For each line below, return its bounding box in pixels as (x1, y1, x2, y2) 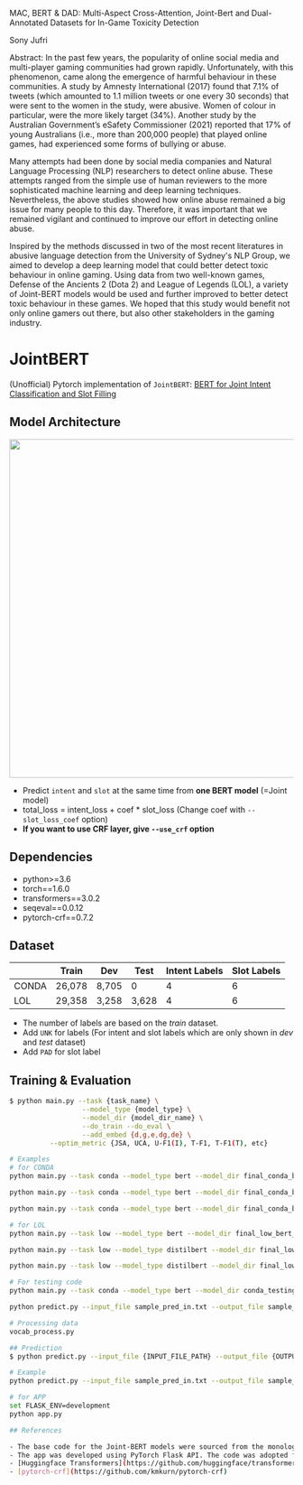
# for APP (9, 1393, 47, 1402)
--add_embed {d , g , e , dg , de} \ (81, 1130, 192, 1139)
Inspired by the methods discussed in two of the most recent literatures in (9, 241, 284, 251)
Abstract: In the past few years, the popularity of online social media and (9, 52, 280, 62)
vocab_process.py (9, 1327, 75, 1336)
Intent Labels (165, 965, 224, 978)
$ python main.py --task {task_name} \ (9, 1097, 160, 1106)
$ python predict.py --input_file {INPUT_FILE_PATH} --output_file (9, 1351, 269, 1361)
